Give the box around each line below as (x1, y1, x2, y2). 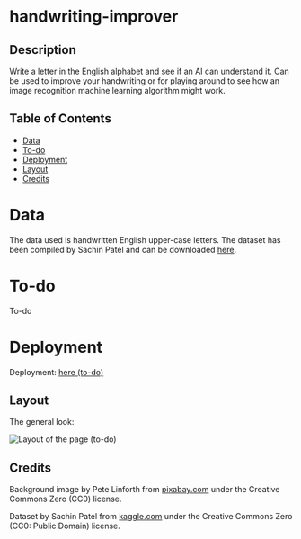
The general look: (9, 417, 75, 427)
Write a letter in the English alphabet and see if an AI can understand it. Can (9, 66, 289, 76)
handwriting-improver (9, 6, 179, 27)
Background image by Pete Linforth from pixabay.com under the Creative (9, 484, 280, 495)
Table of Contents (9, 111, 112, 127)
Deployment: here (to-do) (9, 366, 104, 377)
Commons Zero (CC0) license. (9, 493, 122, 505)
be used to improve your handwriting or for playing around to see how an (9, 76, 280, 86)
